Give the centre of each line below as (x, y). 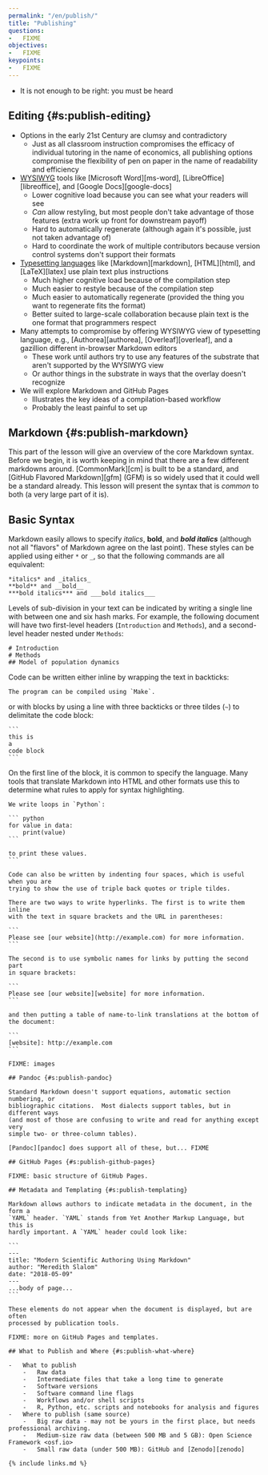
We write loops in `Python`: (57, 805)
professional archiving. (50, 1429)
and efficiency (56, 169)
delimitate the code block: (51, 715)
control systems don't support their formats (104, 254)
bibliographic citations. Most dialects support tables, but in (119, 1106)
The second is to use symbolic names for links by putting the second (128, 959)
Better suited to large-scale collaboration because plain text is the (140, 314)
